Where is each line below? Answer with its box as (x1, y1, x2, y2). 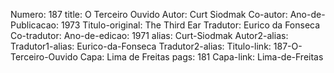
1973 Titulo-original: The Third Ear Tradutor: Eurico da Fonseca (60, 19, 321, 31)
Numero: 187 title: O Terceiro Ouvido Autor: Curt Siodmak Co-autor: (10, 9, 288, 20)
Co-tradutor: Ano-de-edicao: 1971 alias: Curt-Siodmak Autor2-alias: (10, 30, 289, 41)
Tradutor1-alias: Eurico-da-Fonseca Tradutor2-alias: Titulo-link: (10, 40, 272, 52)
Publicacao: (10, 19, 59, 31)
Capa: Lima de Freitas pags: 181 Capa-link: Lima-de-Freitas (79, 51, 324, 63)
